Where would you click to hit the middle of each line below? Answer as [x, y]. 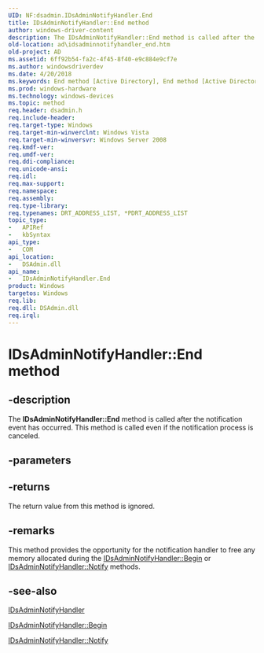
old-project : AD [35, 52]
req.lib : [22, 301]
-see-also [33, 591]
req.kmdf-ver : [31, 147]
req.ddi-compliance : [42, 162]
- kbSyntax [29, 235]
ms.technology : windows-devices [61, 96]
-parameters [40, 460]
